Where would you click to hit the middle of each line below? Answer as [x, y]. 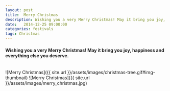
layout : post [19, 10]
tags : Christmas [22, 34]
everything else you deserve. [37, 55]
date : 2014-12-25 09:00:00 [36, 24]
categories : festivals [29, 29]
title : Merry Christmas [32, 15]
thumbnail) [17, 78]
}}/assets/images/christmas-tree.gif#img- [111, 73]
